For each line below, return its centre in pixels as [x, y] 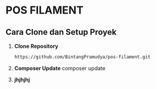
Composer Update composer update [60, 68]
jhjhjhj [22, 80]
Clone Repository [36, 46]
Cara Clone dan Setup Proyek [61, 32]
